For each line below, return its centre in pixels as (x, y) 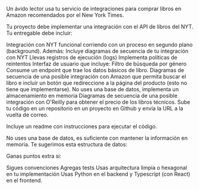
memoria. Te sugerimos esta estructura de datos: (67, 144)
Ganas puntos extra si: (34, 156)
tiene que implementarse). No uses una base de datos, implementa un (93, 89)
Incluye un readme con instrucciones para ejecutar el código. (82, 126)
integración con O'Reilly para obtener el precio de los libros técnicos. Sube (98, 102)
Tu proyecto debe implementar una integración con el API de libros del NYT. (100, 27)
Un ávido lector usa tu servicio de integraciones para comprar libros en (94, 9)
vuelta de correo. (27, 115)
